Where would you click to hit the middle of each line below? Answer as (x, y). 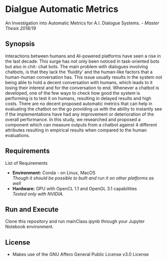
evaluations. (18, 135)
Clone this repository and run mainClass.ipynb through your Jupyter (75, 221)
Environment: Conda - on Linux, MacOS (54, 172)
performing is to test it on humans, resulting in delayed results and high (78, 98)
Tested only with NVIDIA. (38, 194)
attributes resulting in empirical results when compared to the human (76, 130)
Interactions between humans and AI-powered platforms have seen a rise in (83, 56)
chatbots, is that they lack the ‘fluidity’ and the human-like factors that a (79, 72)
